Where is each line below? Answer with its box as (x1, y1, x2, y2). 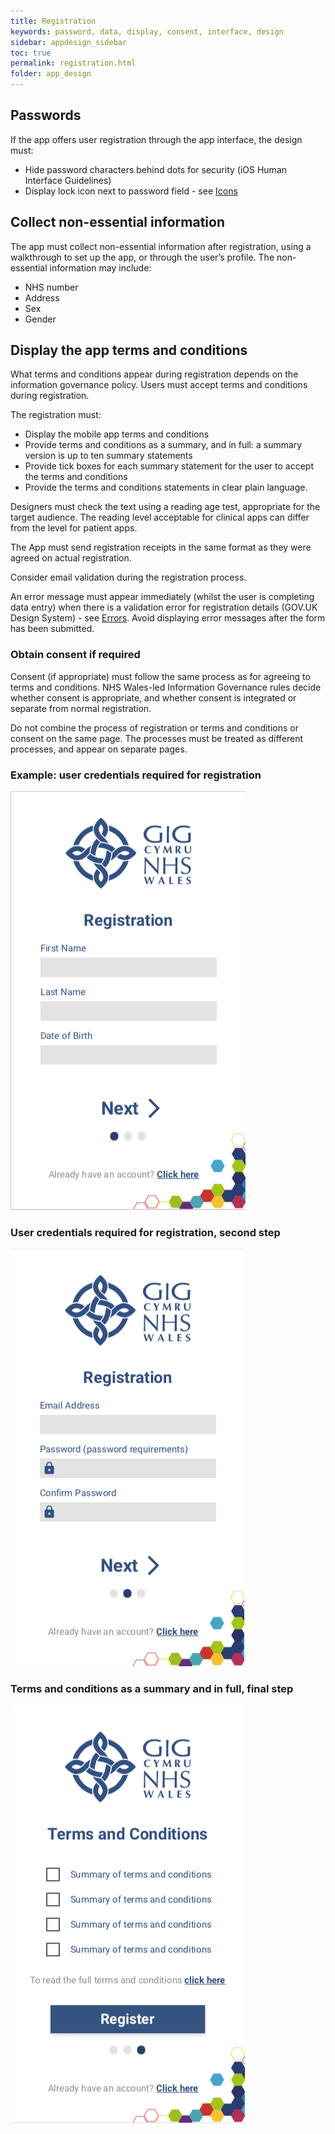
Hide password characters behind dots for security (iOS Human (24, 163, 288, 175)
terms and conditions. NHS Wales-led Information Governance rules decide (10, 681, 322, 693)
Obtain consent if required (10, 648, 141, 662)
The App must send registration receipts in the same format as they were (10, 541, 312, 554)
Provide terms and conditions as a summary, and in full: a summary (24, 439, 303, 451)
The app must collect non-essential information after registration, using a (10, 240, 312, 252)
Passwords (10, 107, 82, 124)
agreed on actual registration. (10, 552, 132, 564)
